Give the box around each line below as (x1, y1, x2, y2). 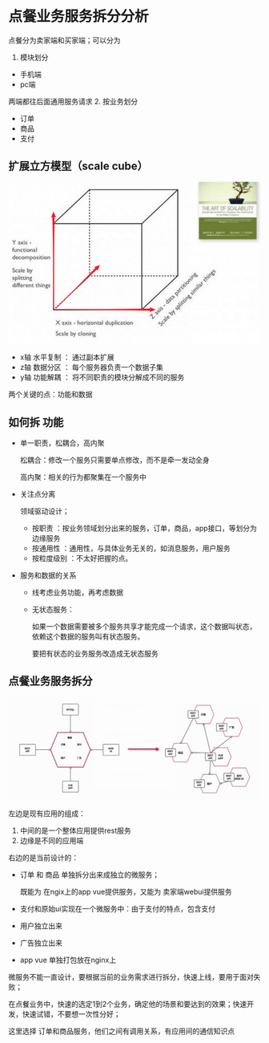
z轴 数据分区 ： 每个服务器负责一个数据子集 (19, 363, 164, 372)
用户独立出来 (19, 921, 62, 931)
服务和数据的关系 (19, 570, 77, 580)
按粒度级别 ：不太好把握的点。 (31, 554, 133, 562)
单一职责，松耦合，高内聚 (19, 438, 105, 448)
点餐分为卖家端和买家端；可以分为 (8, 35, 121, 45)
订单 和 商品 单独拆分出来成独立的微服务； (19, 870, 160, 879)
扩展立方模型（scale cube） (8, 160, 148, 173)
